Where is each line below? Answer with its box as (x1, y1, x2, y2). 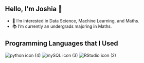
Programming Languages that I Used (5, 40, 118, 48)
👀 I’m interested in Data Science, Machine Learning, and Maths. (12, 18, 140, 23)
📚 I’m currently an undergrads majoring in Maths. (12, 23, 112, 29)
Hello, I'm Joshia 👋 (5, 5, 62, 13)
